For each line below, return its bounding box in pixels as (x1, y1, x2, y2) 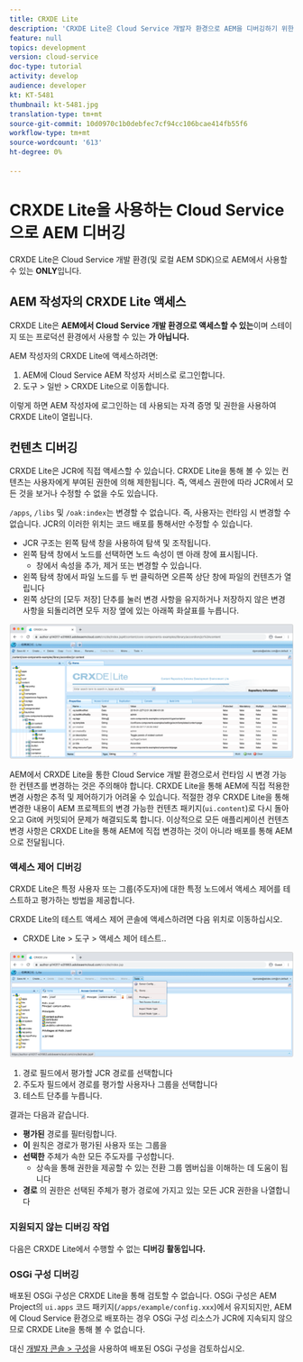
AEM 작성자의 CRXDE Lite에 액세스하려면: (9, 350, 159, 361)
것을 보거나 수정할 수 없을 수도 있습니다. (18, 488, 159, 499)
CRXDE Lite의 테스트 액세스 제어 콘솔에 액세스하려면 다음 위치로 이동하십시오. (9, 913, 283, 924)
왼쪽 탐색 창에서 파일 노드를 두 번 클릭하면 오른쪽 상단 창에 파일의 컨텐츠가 (22, 571, 282, 582)
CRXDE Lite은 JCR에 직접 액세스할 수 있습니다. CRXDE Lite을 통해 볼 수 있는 (9, 465, 280, 477)
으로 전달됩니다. (9, 836, 66, 847)
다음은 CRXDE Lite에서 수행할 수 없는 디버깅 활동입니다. (9, 1243, 206, 1254)
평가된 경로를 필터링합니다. (22, 1129, 117, 1139)
